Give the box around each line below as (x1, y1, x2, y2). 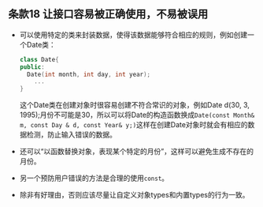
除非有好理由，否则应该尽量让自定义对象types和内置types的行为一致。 (19, 190, 250, 200)
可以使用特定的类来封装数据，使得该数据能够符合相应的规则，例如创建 (19, 30, 248, 40)
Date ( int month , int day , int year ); (27, 70, 151, 78)
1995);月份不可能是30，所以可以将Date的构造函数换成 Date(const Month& (19, 110, 255, 120)
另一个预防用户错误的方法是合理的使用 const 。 (19, 173, 169, 183)
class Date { (19, 55, 59, 63)
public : (19, 62, 45, 71)
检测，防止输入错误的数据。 (26, 130, 117, 140)
